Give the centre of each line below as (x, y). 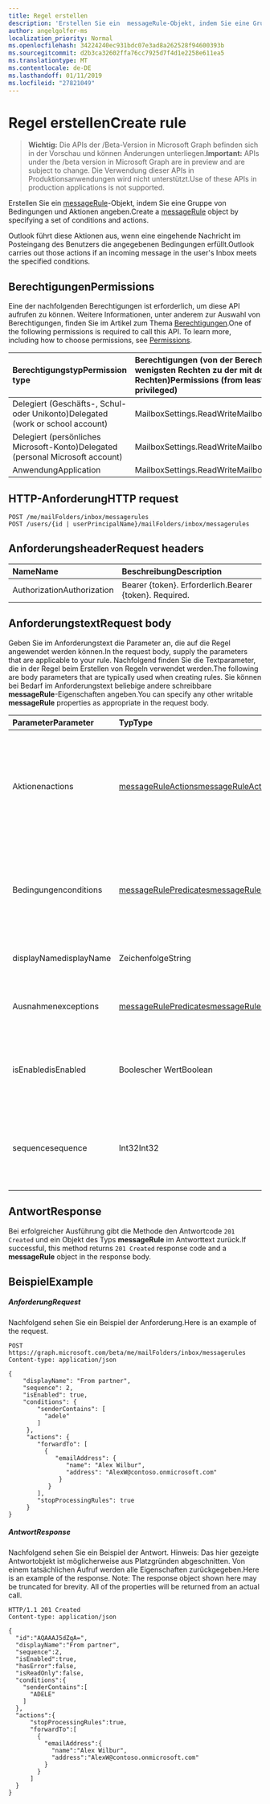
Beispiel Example (51, 1281)
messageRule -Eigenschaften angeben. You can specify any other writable (131, 694)
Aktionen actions (43, 786)
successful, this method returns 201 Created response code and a (117, 1248)
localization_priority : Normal (61, 38)
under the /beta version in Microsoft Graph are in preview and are (136, 162)
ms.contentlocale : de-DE (50, 68)
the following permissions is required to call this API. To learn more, (120, 332)
